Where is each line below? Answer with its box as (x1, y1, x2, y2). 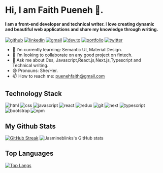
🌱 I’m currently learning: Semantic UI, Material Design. (12, 47, 122, 53)
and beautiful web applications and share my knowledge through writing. (5, 26, 159, 32)
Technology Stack (5, 89, 62, 98)
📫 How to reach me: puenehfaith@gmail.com (12, 73, 105, 79)
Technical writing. (12, 63, 49, 69)
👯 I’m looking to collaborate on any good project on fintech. (12, 52, 133, 58)
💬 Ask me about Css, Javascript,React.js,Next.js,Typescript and (12, 57, 141, 63)
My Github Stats (5, 122, 56, 130)
